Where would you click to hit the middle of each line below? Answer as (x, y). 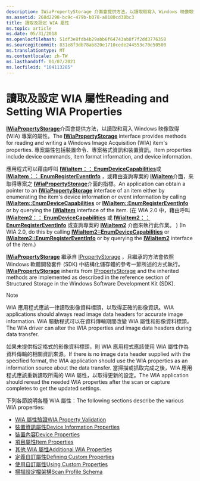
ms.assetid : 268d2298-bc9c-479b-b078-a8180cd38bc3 (70, 17)
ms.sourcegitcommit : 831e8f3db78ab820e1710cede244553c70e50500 (86, 45)
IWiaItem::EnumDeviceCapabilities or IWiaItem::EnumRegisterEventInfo (97, 203)
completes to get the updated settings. (54, 389)
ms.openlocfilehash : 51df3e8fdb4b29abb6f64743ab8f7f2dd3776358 (86, 39)
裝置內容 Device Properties (47, 435)
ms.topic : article (29, 28)
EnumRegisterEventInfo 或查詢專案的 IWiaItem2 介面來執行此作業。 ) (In (96, 225)
